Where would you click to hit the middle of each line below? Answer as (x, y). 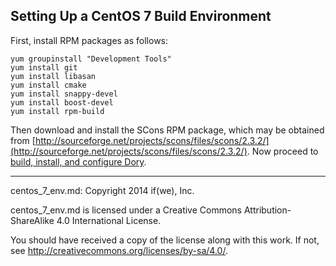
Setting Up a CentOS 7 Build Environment (141, 16)
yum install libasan (53, 76)
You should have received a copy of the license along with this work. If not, (165, 240)
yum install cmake (48, 85)
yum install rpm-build (57, 111)
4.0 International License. (109, 220)
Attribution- (267, 210)
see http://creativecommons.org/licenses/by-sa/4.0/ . (119, 250)
